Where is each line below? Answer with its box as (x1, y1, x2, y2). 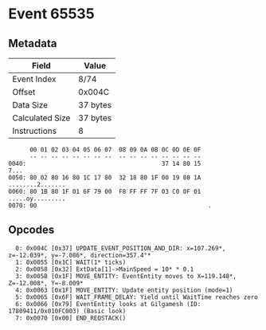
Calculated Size (12, 112, 71, 124)
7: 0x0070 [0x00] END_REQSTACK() (15, 314, 127, 322)
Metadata (8, 37, 57, 50)
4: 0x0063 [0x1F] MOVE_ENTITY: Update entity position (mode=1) (15, 286, 233, 294)
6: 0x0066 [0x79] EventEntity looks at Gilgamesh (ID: (15, 300, 201, 308)
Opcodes (8, 223, 55, 237)
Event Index (12, 73, 57, 84)
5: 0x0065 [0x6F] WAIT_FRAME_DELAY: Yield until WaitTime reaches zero (15, 293, 259, 301)
